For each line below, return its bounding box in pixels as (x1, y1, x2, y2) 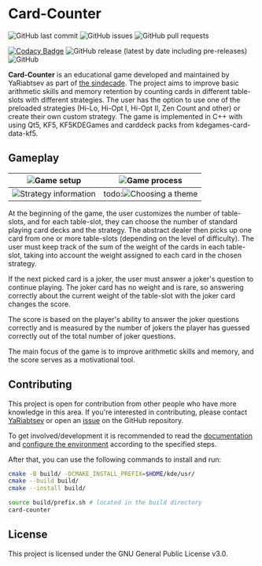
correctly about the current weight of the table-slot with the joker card (8, 290, 236, 300)
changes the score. (8, 299, 71, 309)
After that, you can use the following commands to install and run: (8, 455, 222, 464)
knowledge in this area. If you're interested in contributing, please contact (8, 407, 248, 417)
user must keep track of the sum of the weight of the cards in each (8, 242, 225, 251)
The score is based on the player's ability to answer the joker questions (8, 314, 240, 324)
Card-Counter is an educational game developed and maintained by (8, 69, 230, 79)
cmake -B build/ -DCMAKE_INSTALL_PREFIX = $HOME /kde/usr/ (8, 470, 195, 478)
